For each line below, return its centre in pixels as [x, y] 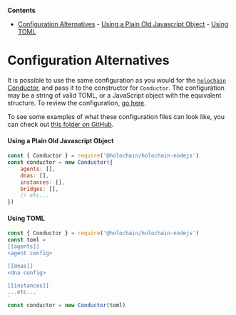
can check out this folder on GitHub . [61, 124]
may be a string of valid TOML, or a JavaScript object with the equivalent [114, 95]
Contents [21, 10]
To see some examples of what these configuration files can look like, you [116, 116]
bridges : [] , [40, 189]
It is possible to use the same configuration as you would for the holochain [117, 80]
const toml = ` [30, 240]
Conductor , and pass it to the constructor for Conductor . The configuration [116, 88]
